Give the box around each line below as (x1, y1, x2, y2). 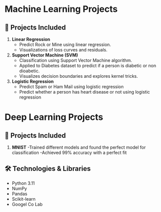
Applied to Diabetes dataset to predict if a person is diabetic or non (19, 63, 157, 68)
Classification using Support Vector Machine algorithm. (19, 57, 132, 63)
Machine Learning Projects (4, 3, 118, 15)
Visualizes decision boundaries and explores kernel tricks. (19, 73, 138, 79)
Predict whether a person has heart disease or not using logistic (19, 89, 150, 95)
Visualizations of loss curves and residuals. (19, 47, 107, 53)
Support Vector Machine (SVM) (11, 52, 78, 58)
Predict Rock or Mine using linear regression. (19, 42, 111, 48)
